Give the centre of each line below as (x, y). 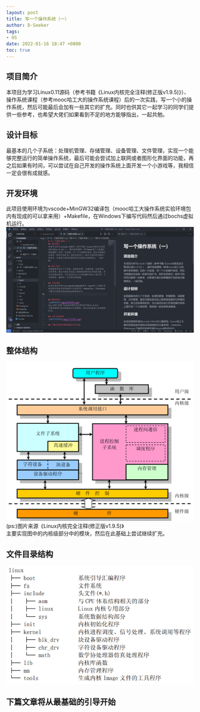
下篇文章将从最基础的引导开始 (61, 702)
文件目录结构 (30, 554)
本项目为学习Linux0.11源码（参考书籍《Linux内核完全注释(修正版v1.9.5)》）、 (98, 92)
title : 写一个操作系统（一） (38, 19)
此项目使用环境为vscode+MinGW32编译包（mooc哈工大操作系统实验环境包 (99, 209)
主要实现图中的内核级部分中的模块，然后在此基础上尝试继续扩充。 (87, 533)
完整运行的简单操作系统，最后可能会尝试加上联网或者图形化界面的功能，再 (102, 158)
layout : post (22, 13)
